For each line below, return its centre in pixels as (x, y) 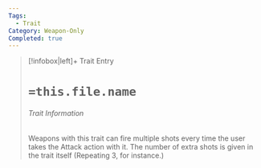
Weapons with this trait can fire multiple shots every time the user (137, 138)
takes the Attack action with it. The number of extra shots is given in (141, 146)
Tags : (17, 16)
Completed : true (35, 38)
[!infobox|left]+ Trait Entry (71, 61)
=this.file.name (82, 92)
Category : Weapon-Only (46, 31)
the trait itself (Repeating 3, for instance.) (96, 155)
